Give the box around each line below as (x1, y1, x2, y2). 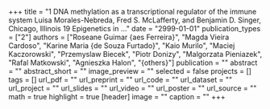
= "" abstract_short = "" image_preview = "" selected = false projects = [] (8, 67, 252, 75)
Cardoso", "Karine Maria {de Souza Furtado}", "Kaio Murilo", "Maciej (8, 41, 235, 50)
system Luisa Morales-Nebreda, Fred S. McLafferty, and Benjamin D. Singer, (8, 15, 262, 25)
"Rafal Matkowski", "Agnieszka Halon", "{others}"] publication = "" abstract (8, 58, 258, 67)
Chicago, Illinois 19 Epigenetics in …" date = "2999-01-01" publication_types (8, 24, 261, 33)
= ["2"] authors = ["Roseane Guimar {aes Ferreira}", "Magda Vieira (8, 32, 230, 42)
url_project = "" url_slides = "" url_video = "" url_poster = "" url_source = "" (8, 83, 257, 93)
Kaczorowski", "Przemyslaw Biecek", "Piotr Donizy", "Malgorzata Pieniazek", (8, 50, 263, 59)
